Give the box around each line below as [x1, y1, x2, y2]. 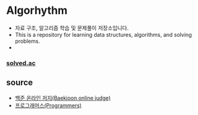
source [6, 78, 33, 88]
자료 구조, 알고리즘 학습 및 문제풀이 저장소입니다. [14, 24, 129, 31]
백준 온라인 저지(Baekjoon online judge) [14, 94, 111, 101]
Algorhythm [6, 4, 68, 17]
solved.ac [6, 58, 36, 67]
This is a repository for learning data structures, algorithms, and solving [14, 31, 192, 38]
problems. [14, 37, 40, 45]
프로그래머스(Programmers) [14, 102, 82, 109]
